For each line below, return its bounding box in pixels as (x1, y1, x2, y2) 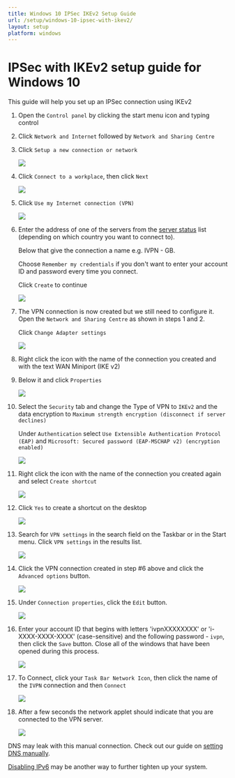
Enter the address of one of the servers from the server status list (17, 225, 206, 234)
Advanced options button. (17, 571, 91, 580)
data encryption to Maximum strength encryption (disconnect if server (17, 410, 226, 419)
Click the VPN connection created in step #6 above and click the (17, 564, 204, 573)
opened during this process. (17, 647, 100, 656)
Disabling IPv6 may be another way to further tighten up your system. (8, 763, 208, 771)
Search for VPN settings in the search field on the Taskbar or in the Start (17, 530, 227, 539)
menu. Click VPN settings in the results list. (17, 538, 142, 546)
